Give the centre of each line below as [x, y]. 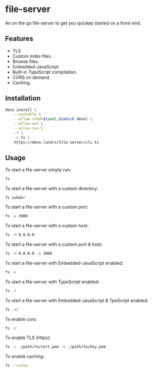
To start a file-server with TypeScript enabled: [52, 282]
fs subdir [15, 198]
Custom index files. [32, 56]
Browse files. [26, 61]
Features [19, 39]
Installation [23, 98]
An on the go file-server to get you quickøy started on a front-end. [73, 23]
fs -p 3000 [16, 216]
